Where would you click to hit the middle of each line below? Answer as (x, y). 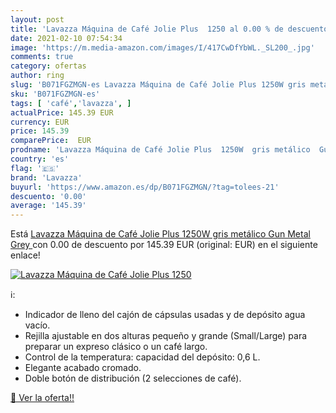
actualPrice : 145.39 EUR (62, 112)
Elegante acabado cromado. (83, 368)
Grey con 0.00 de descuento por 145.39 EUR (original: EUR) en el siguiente (164, 245)
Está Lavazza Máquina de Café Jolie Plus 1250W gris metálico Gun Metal (160, 234)
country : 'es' (40, 159)
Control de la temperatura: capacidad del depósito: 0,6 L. (142, 357)
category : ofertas (48, 66)
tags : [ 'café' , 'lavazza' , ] (71, 103)
